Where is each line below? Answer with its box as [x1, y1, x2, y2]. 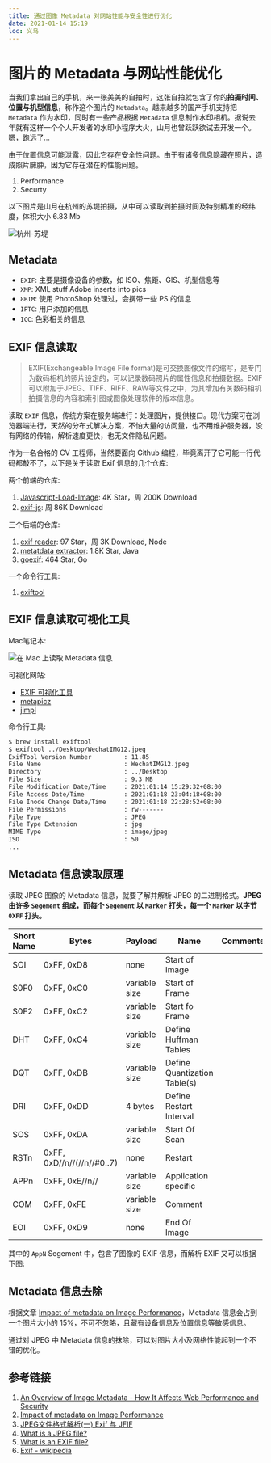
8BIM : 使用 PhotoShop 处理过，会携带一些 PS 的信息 [19, 294, 192, 304]
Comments [221, 935, 265, 947]
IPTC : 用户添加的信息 [19, 304, 89, 314]
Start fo [165, 1000, 194, 1011]
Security [19, 1402, 48, 1411]
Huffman [165, 1034, 199, 1045]
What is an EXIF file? [19, 1437, 89, 1447]
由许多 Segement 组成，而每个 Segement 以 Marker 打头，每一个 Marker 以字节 [8, 900, 258, 910]
